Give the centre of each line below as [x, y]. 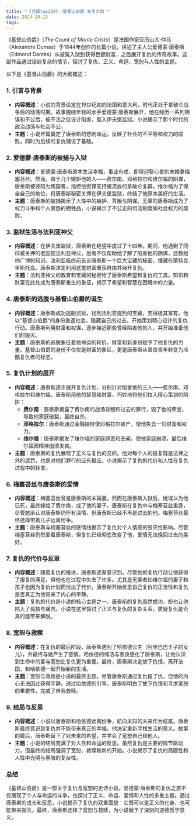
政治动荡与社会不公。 [40, 126]
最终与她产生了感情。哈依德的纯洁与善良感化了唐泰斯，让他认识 [109, 654]
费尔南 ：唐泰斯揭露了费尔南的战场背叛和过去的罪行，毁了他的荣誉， [105, 409]
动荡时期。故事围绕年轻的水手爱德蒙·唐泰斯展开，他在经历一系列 [107, 112]
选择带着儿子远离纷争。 [48, 520]
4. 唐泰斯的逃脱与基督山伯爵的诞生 [55, 299]
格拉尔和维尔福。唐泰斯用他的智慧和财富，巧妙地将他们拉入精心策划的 [99, 394]
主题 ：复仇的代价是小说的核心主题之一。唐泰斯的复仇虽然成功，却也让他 [101, 602]
